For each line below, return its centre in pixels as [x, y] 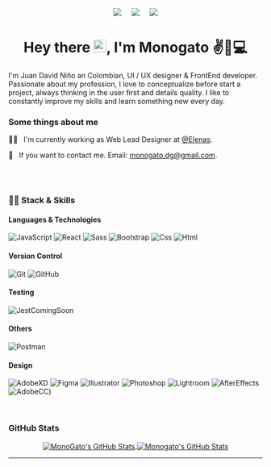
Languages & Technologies [55, 219]
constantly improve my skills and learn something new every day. [117, 101]
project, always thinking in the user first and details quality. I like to [119, 92]
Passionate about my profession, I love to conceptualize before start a [125, 84]
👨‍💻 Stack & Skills [42, 200]
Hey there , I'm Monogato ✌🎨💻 [135, 48]
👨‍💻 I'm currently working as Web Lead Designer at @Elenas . [110, 140]
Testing [21, 292]
